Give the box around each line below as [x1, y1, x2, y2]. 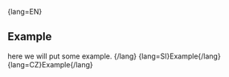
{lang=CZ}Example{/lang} [7, 59, 93, 69]
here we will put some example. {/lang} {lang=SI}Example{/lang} [7, 51, 222, 61]
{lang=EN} [7, 7, 43, 16]
